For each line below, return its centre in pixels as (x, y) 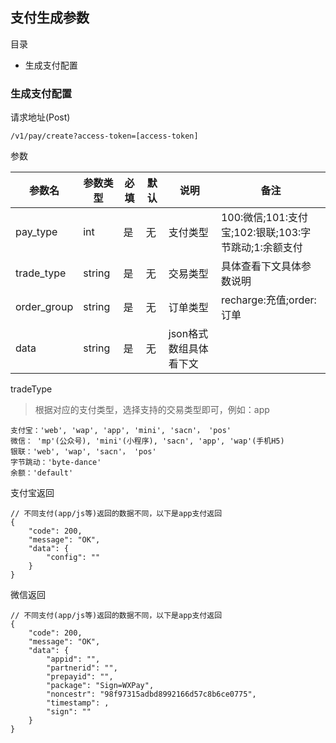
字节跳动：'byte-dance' (56, 463)
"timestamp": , (78, 703)
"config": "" (73, 558)
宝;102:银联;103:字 (266, 233)
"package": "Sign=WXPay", (100, 686)
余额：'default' (42, 473)
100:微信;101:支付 (264, 218)
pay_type (36, 232)
